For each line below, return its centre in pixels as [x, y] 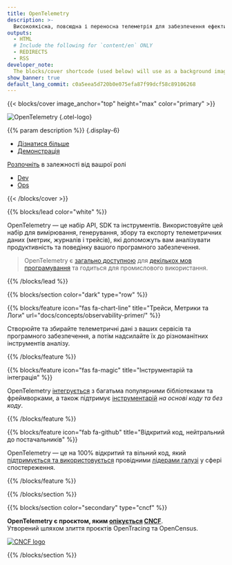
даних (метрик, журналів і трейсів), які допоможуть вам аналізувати [109, 240]
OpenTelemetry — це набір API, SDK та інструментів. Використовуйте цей [115, 226]
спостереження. [31, 468]
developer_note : [30, 65]
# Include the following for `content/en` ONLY [83, 46]
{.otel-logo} [76, 117]
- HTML [23, 39]
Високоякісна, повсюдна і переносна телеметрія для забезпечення [109, 26]
